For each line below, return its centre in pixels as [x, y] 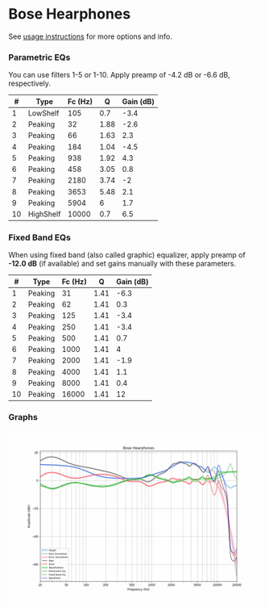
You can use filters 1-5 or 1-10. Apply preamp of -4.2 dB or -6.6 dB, [120, 75]
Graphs [23, 417]
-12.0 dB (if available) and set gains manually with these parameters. [122, 264]
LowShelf [43, 113]
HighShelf [44, 214]
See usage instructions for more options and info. [91, 36]
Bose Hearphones [70, 14]
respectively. [29, 84]
